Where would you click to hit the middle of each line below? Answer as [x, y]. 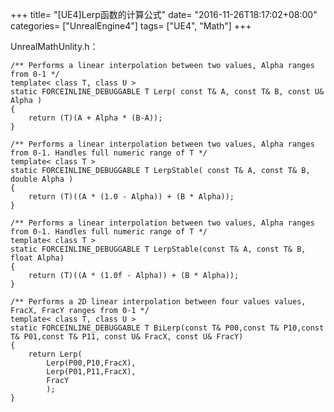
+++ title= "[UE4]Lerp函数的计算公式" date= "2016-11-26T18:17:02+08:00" [164, 14]
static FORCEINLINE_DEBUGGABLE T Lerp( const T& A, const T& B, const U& [167, 92]
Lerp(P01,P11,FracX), [91, 372]
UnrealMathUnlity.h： [54, 46]
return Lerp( [55, 354]
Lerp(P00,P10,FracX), [91, 363]
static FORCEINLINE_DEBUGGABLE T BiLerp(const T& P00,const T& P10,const [167, 328]
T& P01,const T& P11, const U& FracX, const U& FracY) [127, 337]
